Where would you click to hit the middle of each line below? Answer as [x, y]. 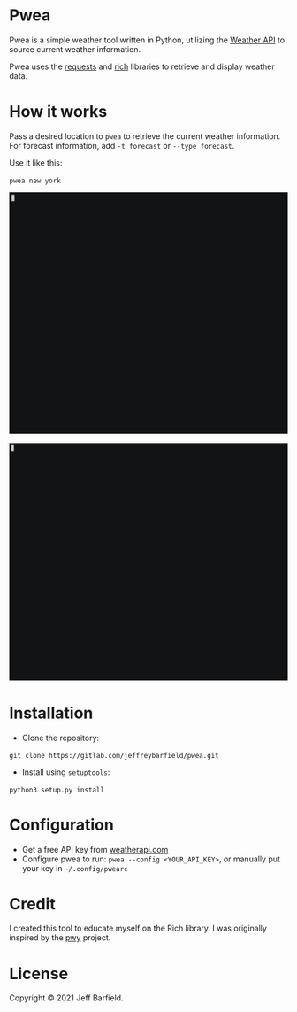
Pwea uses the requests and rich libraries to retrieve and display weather [142, 66]
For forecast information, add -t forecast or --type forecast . [122, 145]
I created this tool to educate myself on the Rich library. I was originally [138, 928]
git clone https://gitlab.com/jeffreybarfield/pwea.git [114, 755]
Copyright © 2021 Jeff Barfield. [66, 998]
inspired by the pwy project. [60, 938]
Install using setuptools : [66, 772]
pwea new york [35, 181]
